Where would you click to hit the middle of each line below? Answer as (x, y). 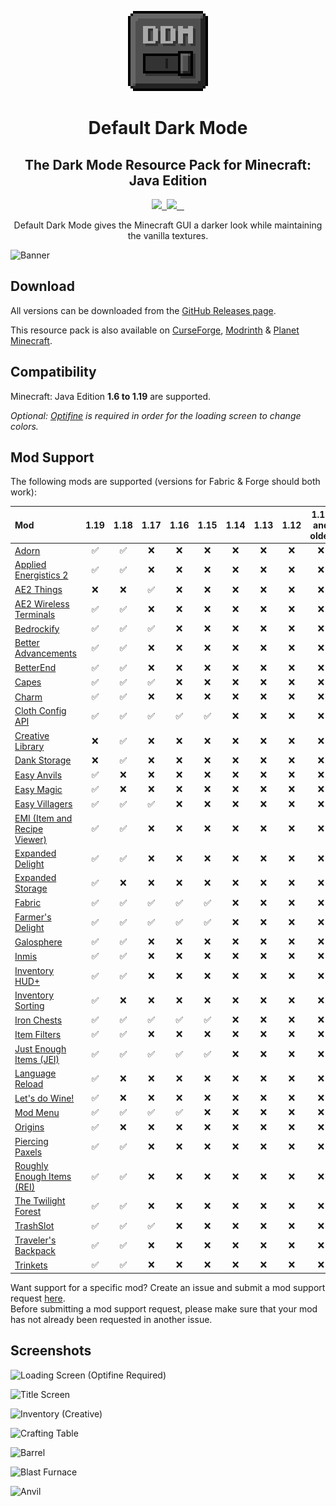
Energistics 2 (41, 575)
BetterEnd (35, 668)
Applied (30, 565)
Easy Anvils (38, 775)
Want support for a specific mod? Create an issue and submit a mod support (168, 1287)
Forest (28, 1212)
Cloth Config (40, 711)
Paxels (28, 1152)
